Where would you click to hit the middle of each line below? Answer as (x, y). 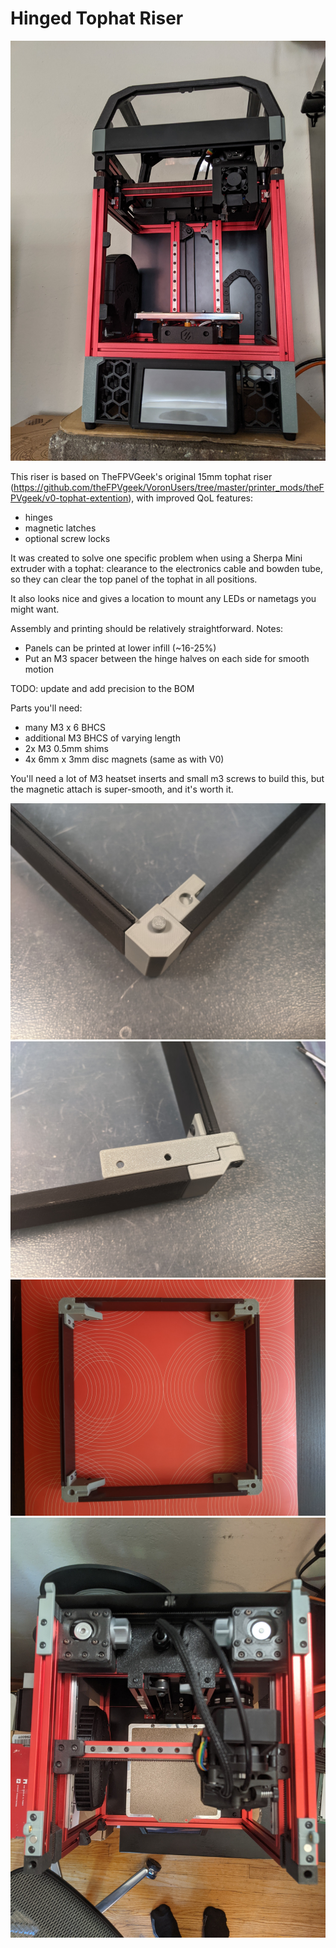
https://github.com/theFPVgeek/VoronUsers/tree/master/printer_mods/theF (169, 487)
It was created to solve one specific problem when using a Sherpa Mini (156, 558)
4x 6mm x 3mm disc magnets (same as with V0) (124, 759)
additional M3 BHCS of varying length (102, 738)
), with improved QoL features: (190, 498)
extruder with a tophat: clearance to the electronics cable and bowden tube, (167, 568)
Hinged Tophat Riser (97, 18)
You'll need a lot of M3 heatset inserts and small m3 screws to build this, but (167, 778)
